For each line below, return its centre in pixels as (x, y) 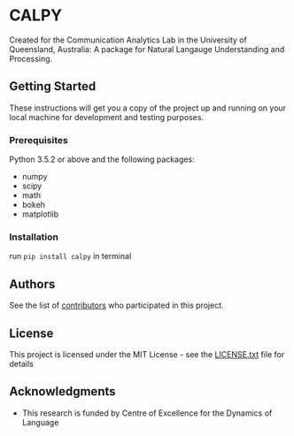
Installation (34, 237)
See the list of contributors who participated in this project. (116, 305)
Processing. (31, 58)
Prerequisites (39, 140)
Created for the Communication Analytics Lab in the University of (128, 40)
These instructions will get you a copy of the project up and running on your (147, 108)
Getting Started (53, 86)
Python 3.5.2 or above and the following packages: (102, 159)
